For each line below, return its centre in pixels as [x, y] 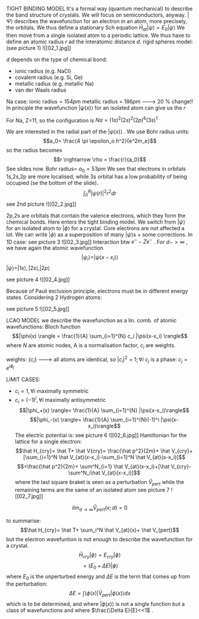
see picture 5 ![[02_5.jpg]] [38, 309]
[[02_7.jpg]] [29, 497]
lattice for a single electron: [48, 442]
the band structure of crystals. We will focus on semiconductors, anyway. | [98, 15]
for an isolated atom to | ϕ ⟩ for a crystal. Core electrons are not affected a [95, 228]
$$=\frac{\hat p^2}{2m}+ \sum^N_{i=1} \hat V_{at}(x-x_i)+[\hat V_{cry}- [104, 467]
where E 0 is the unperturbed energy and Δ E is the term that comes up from [98, 577]
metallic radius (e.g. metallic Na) [54, 83]
